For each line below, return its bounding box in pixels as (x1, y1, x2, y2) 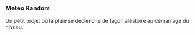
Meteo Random (5, 4, 51, 12)
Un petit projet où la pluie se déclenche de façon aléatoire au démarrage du (5, 17, 189, 24)
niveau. (5, 23, 24, 30)
